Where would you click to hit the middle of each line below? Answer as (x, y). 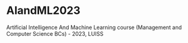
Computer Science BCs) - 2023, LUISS (55, 33)
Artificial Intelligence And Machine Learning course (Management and (94, 27)
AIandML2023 (44, 11)
